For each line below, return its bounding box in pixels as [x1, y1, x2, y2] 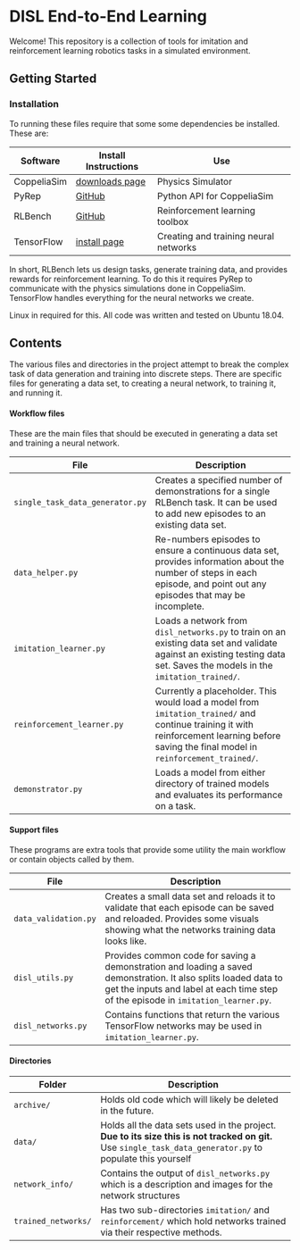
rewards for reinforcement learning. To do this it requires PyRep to [9, 273, 253, 284]
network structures [100, 1189, 180, 1202]
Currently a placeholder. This [154, 685, 277, 697]
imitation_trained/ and [154, 707, 256, 720]
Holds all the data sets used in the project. [100, 1119, 277, 1131]
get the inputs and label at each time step [104, 982, 279, 995]
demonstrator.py [13, 784, 83, 794]
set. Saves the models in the [154, 659, 274, 671]
